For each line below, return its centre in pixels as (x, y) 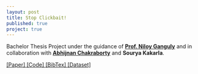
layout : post (23, 12)
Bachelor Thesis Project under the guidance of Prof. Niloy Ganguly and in (99, 46)
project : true (24, 29)
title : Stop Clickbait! (37, 18)
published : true (27, 23)
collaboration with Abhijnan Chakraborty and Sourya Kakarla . (86, 53)
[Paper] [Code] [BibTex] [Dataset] (49, 65)
